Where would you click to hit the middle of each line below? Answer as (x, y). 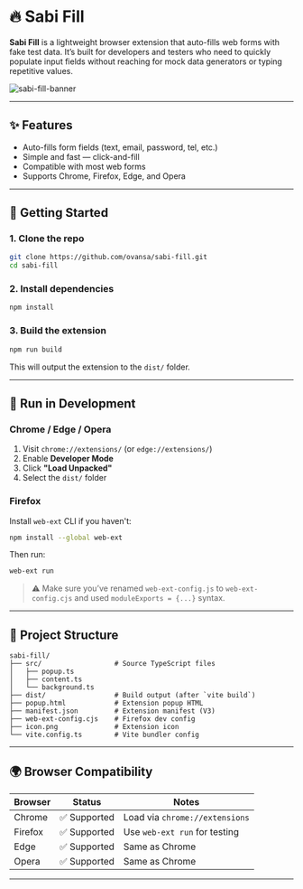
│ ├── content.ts (46, 679)
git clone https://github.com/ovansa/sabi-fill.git (108, 257)
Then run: (28, 555)
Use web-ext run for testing (181, 831)
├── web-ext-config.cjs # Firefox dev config (102, 719)
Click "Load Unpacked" (67, 468)
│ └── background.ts (52, 688)
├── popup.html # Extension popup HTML (106, 703)
